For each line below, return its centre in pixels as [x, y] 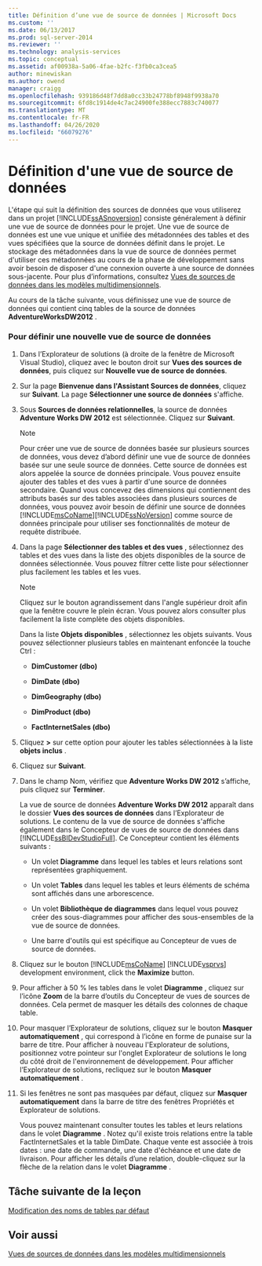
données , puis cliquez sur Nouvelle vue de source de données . [123, 371]
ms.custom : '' [31, 23]
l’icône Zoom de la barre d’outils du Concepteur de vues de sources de [135, 996]
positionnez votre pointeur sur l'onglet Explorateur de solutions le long [133, 1052]
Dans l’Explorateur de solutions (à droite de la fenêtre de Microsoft [127, 353]
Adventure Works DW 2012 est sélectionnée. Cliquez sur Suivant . [127, 418]
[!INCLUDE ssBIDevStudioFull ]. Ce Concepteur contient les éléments [129, 838]
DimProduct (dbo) [61, 712]
